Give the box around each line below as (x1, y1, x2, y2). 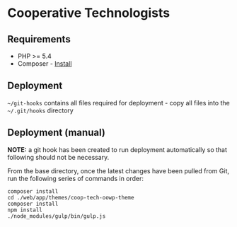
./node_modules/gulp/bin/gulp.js (7, 212, 106, 220)
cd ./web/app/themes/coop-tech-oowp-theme (7, 194, 134, 201)
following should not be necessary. (7, 153, 110, 161)
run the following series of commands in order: (7, 174, 144, 182)
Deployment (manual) (7, 127, 106, 139)
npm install (7, 206, 42, 214)
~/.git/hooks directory (7, 106, 74, 115)
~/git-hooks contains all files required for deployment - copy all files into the (7, 98, 230, 107)
